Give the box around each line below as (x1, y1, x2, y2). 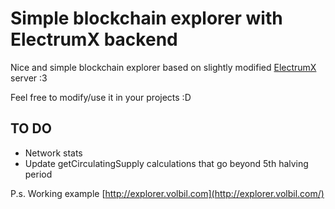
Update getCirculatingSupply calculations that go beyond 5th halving (24, 157, 309, 169)
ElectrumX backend (10, 28, 178, 51)
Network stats (24, 147, 83, 159)
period (24, 168, 53, 180)
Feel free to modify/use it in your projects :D (10, 91, 192, 103)
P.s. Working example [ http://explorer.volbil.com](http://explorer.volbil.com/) (10, 187, 325, 199)
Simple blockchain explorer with (10, 7, 283, 30)
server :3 (10, 72, 48, 84)
